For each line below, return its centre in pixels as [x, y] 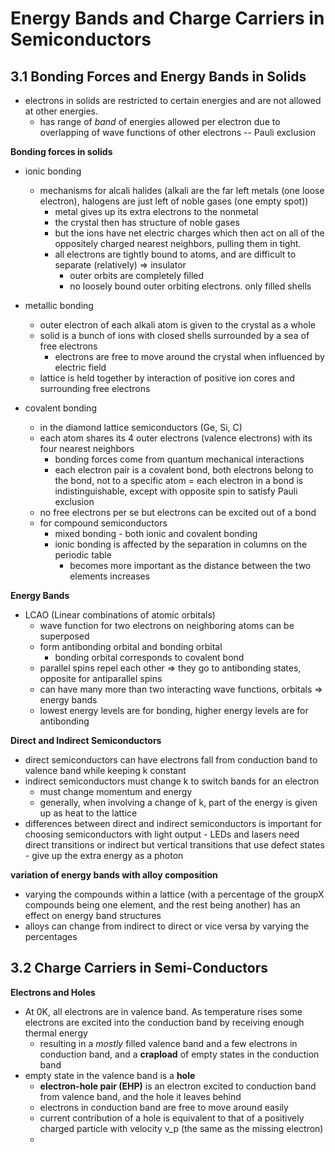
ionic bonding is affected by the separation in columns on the [181, 544]
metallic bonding [59, 305]
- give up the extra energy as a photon [104, 855]
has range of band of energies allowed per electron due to [160, 121]
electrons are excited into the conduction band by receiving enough [164, 1022]
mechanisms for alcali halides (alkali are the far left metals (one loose [182, 190]
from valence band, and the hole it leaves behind [140, 1096]
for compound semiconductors [103, 523]
